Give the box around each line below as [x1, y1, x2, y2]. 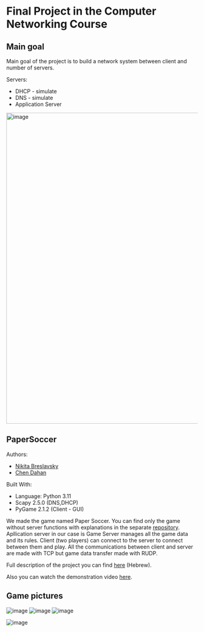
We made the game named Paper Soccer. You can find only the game [6, 517, 180, 524]
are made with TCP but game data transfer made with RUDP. [6, 549, 158, 557]
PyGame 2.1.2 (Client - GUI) [15, 505, 84, 513]
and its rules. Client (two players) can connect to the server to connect [6, 536, 183, 544]
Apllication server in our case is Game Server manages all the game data [6, 530, 188, 537]
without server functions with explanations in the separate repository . [6, 524, 180, 531]
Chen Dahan [15, 469, 47, 476]
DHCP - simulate [15, 88, 57, 95]
